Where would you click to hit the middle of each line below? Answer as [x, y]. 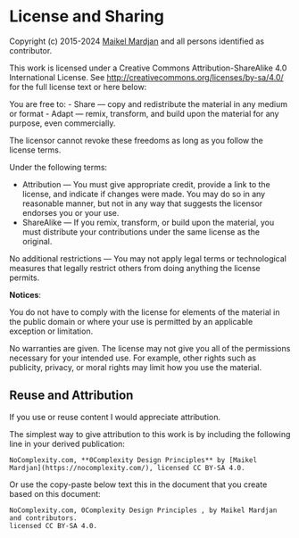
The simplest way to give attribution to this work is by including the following [150, 434]
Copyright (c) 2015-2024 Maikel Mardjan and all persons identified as [137, 41]
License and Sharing [87, 17]
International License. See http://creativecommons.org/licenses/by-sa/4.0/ [146, 77]
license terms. [35, 150]
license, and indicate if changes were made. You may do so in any [144, 194]
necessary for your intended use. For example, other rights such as [133, 358]
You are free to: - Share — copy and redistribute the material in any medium [149, 103]
